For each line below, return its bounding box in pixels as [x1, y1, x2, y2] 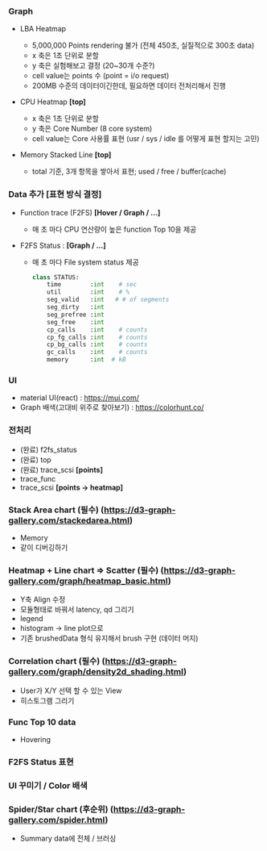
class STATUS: [31, 273, 80, 282]
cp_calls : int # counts [47, 325, 148, 334]
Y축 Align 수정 [19, 594, 66, 604]
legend [19, 614, 43, 624]
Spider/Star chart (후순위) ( [8, 803, 114, 815]
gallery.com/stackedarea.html [8, 515, 130, 526]
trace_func [19, 473, 56, 483]
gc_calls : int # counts [47, 348, 148, 357]
